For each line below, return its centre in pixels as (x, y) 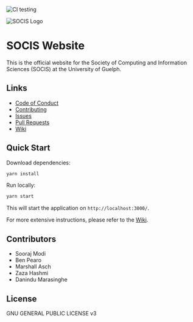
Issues (23, 116)
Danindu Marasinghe (41, 279)
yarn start (20, 197)
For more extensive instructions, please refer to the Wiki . (77, 220)
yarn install (23, 173)
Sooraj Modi (30, 254)
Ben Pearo (28, 260)
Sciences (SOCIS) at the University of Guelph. (64, 69)
